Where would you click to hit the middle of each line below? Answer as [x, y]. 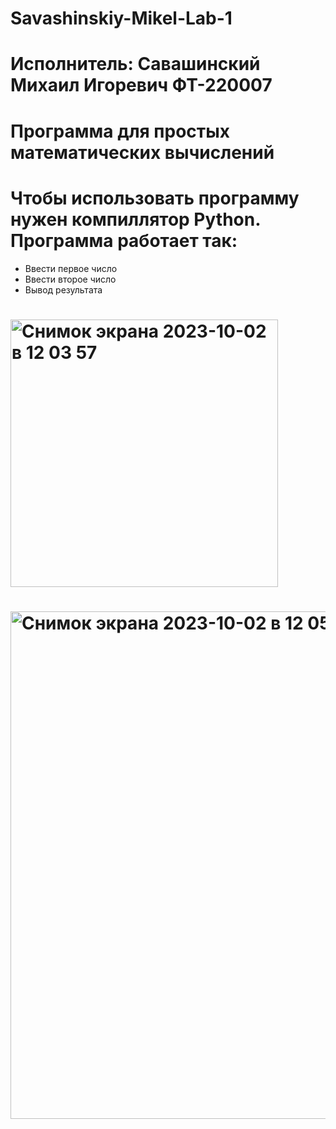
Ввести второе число [70, 279]
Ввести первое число [71, 268]
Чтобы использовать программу [155, 198]
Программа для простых [120, 131]
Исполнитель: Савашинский [135, 64]
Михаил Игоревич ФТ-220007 [141, 85]
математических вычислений [142, 152]
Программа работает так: [124, 240]
